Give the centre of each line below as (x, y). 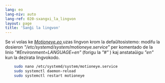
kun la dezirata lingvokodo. (33, 57)
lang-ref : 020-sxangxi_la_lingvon (41, 19)
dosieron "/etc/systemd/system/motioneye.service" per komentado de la (79, 47)
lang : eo (14, 10)
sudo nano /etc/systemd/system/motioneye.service (66, 67)
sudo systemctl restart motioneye (49, 76)
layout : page (18, 23)
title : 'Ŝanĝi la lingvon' (33, 28)
